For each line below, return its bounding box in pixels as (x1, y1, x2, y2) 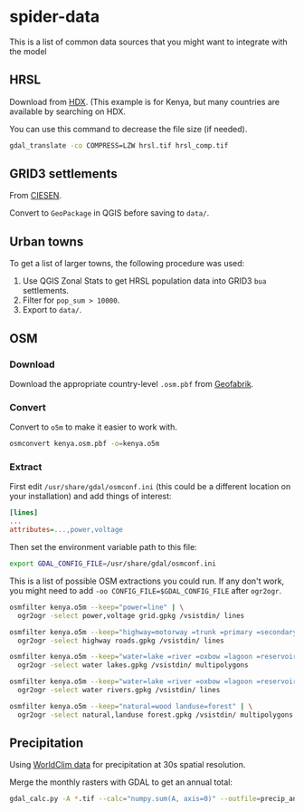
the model (9, 45, 47, 56)
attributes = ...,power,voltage (9, 526, 124, 535)
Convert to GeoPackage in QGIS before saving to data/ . (9, 208, 210, 218)
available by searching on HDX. (9, 106, 127, 117)
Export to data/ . (22, 304, 82, 315)
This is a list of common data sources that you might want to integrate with (9, 36, 288, 47)
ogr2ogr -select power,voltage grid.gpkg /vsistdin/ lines (17, 611, 245, 620)
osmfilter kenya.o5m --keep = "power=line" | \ (9, 603, 184, 612)
